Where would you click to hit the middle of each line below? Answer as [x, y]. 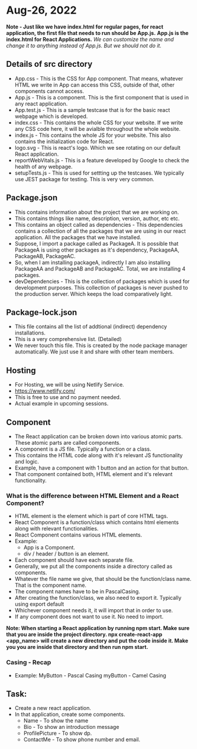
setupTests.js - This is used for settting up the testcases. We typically [99, 173]
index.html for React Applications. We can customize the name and [90, 39]
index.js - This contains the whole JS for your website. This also [93, 135]
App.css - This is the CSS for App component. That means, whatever [99, 78]
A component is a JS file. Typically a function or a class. [83, 449]
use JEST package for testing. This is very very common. [85, 179]
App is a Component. [49, 548]
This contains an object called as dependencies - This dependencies [99, 224]
